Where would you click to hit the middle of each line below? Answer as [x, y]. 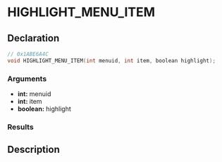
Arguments [27, 79]
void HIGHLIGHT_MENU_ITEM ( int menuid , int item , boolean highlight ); [112, 60]
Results [20, 127]
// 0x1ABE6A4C [28, 54]
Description [33, 150]
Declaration [33, 38]
